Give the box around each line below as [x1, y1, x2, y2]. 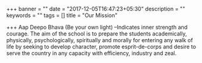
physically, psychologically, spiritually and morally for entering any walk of [6, 37, 193, 43]
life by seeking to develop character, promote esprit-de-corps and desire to [6, 43, 197, 50]
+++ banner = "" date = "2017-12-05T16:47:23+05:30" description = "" [6, 6, 186, 12]
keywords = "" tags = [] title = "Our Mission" [6, 12, 118, 19]
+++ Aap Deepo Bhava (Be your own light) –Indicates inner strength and [6, 24, 188, 31]
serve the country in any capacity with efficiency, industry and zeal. [6, 50, 177, 57]
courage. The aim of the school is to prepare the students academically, [6, 30, 187, 37]
